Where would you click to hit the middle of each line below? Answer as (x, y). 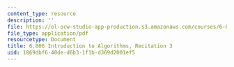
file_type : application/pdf (48, 33)
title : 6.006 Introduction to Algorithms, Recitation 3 (90, 46)
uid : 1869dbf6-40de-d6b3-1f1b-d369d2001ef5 (71, 53)
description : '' (31, 20)
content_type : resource (42, 14)
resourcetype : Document (42, 40)
